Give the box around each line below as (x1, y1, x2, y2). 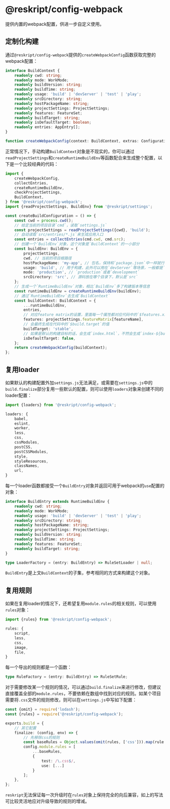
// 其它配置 (14, 725, 36, 730)
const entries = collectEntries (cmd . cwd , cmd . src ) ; (14, 237, 125, 242)
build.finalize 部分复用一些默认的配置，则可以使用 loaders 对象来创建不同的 (5, 386, 164, 392)
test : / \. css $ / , (41, 758, 76, 763)
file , (14, 650, 26, 655)
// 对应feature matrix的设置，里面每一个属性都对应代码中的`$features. (23, 312, 162, 317)
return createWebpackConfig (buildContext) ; (14, 345, 108, 350)
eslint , (14, 421, 30, 426)
